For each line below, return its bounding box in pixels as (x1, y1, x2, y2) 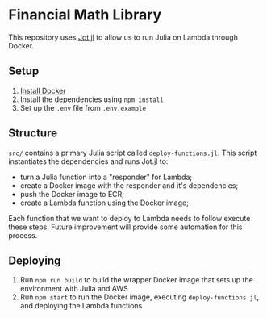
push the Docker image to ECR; (19, 189, 125, 199)
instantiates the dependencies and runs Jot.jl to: (8, 156, 169, 166)
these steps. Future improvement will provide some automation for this (8, 222, 243, 232)
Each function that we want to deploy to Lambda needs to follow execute (8, 213, 251, 223)
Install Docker (19, 86, 66, 95)
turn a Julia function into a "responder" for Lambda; (19, 172, 193, 182)
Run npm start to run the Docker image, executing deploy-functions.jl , (19, 292, 260, 302)
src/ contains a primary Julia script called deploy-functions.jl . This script (8, 148, 257, 157)
